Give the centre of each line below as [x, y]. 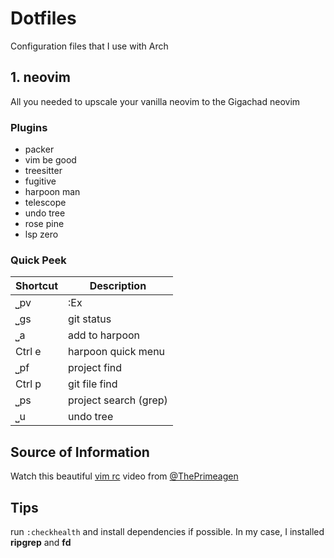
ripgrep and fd [41, 542]
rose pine [44, 224]
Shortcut [37, 286]
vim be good [50, 160]
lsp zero [41, 234]
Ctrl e [28, 352]
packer [39, 149]
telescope [45, 203]
